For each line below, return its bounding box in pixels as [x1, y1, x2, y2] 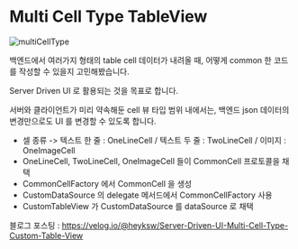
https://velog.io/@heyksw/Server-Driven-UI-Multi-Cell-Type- [61, 219, 289, 231]
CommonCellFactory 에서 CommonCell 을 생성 [22, 178, 192, 189]
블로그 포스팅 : [9, 219, 60, 231]
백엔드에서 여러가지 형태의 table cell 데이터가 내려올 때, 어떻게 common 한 [9, 54, 272, 65]
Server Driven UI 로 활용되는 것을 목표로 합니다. [9, 85, 178, 96]
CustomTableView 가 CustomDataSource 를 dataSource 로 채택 [22, 200, 254, 211]
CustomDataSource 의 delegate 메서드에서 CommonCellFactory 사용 [22, 189, 273, 200]
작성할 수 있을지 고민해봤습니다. [18, 66, 130, 77]
